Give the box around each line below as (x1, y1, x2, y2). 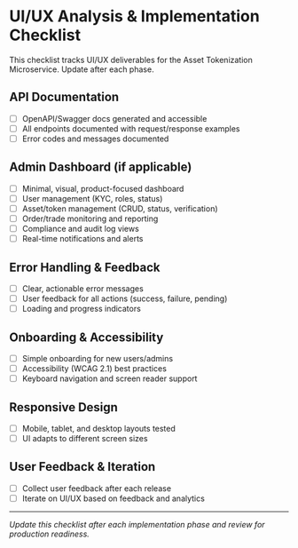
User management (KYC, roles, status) (21, 193, 163, 203)
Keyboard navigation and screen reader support (21, 373, 198, 384)
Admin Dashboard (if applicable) (9, 160, 192, 175)
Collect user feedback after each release (21, 482, 171, 494)
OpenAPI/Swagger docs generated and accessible (21, 113, 208, 123)
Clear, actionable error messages (21, 282, 144, 294)
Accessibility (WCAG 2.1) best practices (21, 363, 167, 374)
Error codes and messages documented (21, 133, 169, 144)
